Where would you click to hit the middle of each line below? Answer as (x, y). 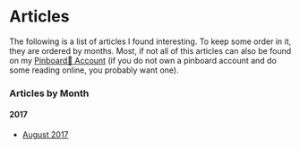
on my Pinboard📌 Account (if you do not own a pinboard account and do (143, 60)
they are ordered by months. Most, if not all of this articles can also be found (150, 50)
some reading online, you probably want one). (94, 70)
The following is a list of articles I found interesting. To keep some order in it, (150, 41)
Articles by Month (49, 93)
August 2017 (45, 135)
